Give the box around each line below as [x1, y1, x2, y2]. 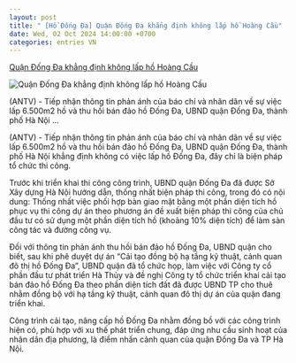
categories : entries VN [9, 37, 97, 47]
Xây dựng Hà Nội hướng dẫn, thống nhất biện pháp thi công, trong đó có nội [9, 187, 285, 197]
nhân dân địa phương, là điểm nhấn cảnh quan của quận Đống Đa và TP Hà [9, 334, 285, 345]
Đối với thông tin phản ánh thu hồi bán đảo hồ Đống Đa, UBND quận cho [9, 242, 272, 252]
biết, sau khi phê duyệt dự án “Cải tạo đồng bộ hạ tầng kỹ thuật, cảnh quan [9, 251, 283, 262]
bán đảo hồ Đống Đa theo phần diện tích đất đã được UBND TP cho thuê [9, 280, 273, 290]
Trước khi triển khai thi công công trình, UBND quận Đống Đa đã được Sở [9, 178, 276, 189]
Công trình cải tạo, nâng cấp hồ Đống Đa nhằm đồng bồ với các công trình [9, 315, 281, 326]
